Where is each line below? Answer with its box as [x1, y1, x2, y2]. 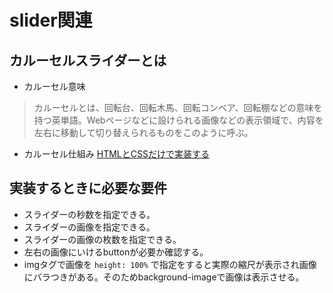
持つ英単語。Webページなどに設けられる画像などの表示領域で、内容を [33, 114, 324, 126]
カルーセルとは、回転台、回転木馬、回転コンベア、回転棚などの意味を [33, 102, 323, 113]
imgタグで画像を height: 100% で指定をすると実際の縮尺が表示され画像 [23, 258, 317, 270]
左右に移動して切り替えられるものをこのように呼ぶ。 [33, 127, 254, 138]
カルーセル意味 [23, 81, 86, 92]
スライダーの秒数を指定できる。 [23, 208, 156, 220]
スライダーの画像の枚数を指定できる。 [23, 233, 182, 245]
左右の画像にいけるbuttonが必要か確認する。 [23, 246, 209, 258]
